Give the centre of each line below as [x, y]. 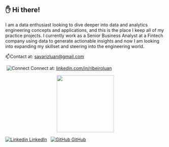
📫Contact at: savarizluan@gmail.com [45, 56]
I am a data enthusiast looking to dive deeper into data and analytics [77, 25]
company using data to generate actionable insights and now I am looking [82, 41]
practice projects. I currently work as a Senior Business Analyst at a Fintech [84, 35]
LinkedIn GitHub [58, 139]
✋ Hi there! [23, 10]
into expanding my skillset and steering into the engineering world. [75, 46]
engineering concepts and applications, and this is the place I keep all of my [84, 30]
